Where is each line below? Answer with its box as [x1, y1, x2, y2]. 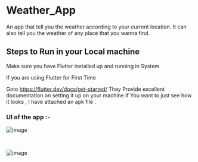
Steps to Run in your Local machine [6, 47, 140, 57]
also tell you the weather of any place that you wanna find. [6, 29, 150, 36]
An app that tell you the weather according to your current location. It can [6, 23, 187, 30]
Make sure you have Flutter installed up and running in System [6, 62, 160, 69]
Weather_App [6, 4, 76, 17]
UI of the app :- [6, 113, 51, 121]
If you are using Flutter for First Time [6, 74, 97, 81]
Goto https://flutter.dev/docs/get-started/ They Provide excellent [6, 85, 165, 93]
